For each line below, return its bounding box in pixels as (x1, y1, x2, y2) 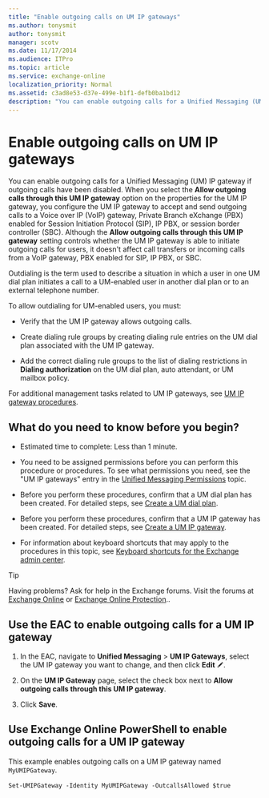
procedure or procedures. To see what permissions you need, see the (19, 465, 251, 476)
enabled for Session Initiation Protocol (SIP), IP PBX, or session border (8, 219, 240, 228)
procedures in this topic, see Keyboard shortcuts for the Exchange (19, 546, 239, 556)
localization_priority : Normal (8, 80, 113, 88)
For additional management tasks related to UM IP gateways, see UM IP (8, 389, 245, 398)
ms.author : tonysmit (8, 21, 78, 30)
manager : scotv (8, 38, 59, 46)
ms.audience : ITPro (8, 55, 74, 63)
